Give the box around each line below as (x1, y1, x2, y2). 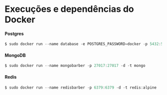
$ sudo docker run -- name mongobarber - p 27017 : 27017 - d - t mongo (4, 63, 146, 68)
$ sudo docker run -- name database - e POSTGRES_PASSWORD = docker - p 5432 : (4, 42, 162, 47)
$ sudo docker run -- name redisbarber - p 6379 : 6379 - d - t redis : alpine (4, 85, 157, 90)
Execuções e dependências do (4, 3, 134, 15)
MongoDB (4, 52, 26, 58)
